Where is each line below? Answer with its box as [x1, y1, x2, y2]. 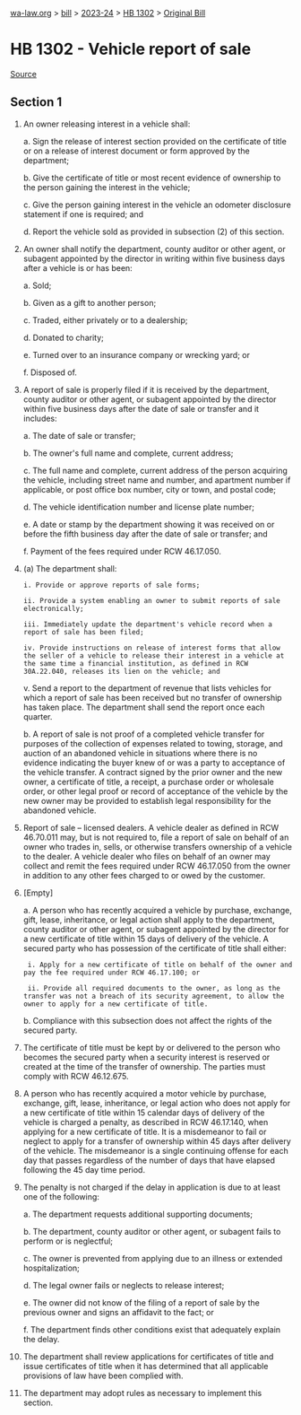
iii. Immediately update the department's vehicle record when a [22, 619, 272, 629]
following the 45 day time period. [22, 1164, 146, 1175]
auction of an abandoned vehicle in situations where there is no [22, 747, 258, 758]
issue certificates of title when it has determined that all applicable [22, 1360, 269, 1371]
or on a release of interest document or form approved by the [22, 145, 250, 156]
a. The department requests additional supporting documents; [22, 1209, 254, 1219]
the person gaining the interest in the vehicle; [22, 181, 191, 192]
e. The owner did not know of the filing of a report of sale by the [22, 1297, 261, 1308]
